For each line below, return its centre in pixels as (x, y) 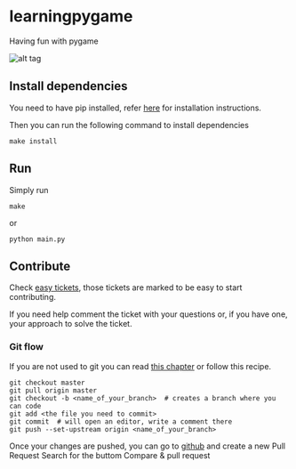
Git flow (27, 347)
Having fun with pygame (54, 41)
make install (33, 141)
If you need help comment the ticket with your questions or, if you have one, (148, 314)
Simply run (29, 190)
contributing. (32, 297)
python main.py (37, 239)
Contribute (40, 266)
